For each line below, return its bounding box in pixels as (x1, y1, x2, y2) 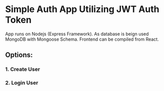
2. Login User (5, 79, 39, 86)
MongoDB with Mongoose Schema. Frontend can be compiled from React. (5, 36, 159, 42)
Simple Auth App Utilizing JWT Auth (5, 4, 159, 15)
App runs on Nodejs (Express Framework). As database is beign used (5, 31, 149, 37)
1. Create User (5, 66, 40, 73)
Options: (5, 51, 33, 59)
